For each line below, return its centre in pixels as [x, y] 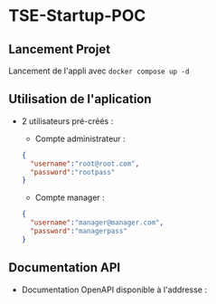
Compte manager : [70, 198]
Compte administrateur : [80, 138]
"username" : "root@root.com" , [85, 164]
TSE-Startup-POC [77, 16]
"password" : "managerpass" [79, 232]
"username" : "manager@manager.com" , [97, 223]
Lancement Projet [59, 49]
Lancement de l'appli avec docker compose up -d [99, 71]
